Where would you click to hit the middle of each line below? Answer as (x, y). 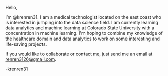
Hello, (11, 7)
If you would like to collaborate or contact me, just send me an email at (79, 54)
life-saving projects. (26, 44)
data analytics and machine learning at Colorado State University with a (80, 28)
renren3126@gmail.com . (31, 59)
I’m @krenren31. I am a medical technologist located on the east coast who (83, 17)
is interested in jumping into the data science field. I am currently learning (82, 23)
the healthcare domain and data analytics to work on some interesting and (83, 39)
